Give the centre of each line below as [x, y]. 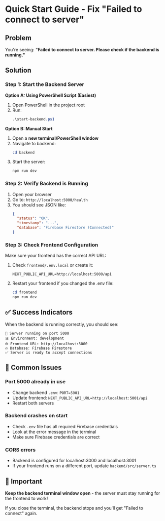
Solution [18, 70]
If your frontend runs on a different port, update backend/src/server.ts [84, 466]
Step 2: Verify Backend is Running [47, 184]
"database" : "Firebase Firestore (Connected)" [66, 228]
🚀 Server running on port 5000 [37, 333]
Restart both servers [33, 403]
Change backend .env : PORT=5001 [46, 392]
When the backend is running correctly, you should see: [62, 324]
